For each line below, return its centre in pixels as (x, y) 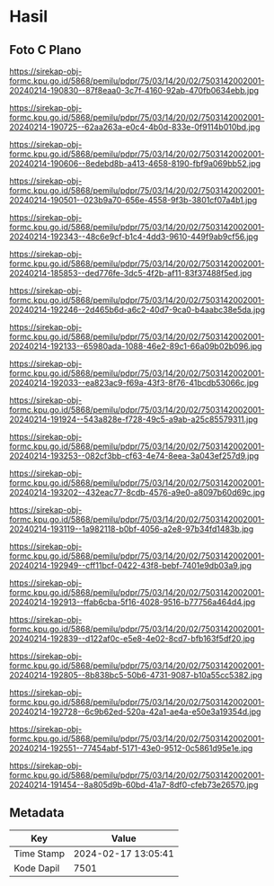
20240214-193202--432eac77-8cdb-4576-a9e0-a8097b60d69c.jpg (137, 492)
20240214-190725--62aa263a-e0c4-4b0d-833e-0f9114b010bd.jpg (135, 127)
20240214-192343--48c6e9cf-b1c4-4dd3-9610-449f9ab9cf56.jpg (134, 237)
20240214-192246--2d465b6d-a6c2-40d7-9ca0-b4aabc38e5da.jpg (137, 309)
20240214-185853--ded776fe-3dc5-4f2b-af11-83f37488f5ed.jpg (131, 273)
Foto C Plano (45, 50)
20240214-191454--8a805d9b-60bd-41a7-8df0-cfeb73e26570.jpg (134, 785)
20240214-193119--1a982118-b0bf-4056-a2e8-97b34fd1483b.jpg (132, 529)
